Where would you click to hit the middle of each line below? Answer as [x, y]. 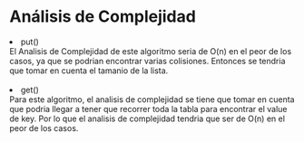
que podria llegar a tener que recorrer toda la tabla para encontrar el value [148, 109]
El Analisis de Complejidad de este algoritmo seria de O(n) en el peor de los [151, 51]
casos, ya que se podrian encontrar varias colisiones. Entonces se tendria [147, 61]
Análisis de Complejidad [103, 17]
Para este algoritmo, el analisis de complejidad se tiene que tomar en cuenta [152, 99]
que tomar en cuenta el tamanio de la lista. [89, 71]
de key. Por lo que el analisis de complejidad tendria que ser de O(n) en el [147, 118]
